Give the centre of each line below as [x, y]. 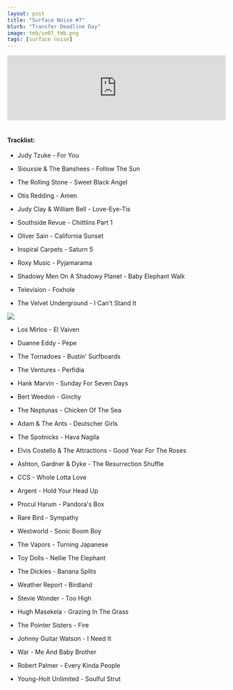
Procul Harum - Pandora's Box [61, 504]
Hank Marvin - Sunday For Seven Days [72, 383]
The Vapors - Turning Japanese [63, 544]
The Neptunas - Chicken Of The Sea [69, 411]
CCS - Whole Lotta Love [52, 477]
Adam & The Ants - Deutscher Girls [67, 424]
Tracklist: [21, 140]
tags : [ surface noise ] [40, 40]
